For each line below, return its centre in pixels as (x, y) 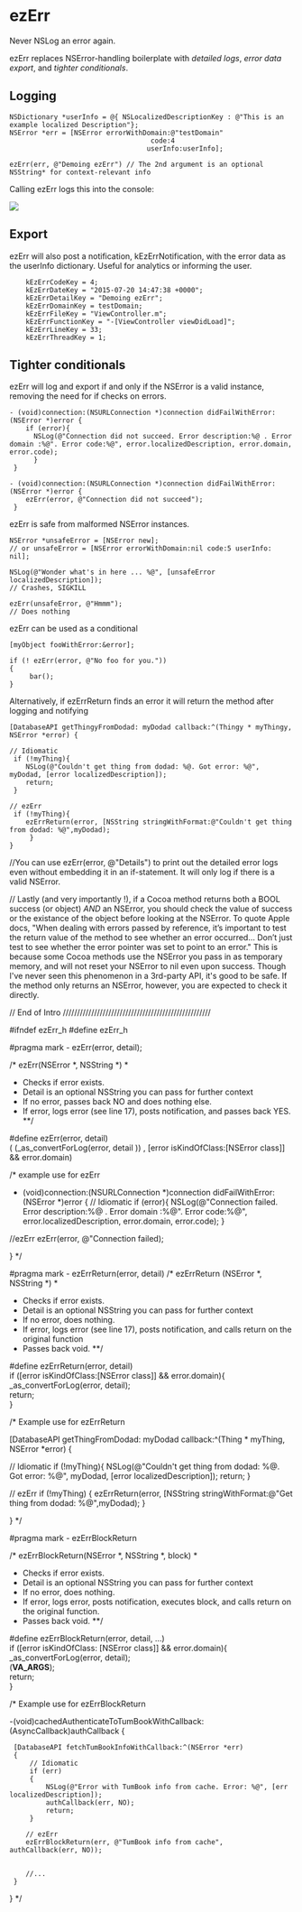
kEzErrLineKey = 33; (64, 329)
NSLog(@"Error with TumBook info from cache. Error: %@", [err (167, 1787)
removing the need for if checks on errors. (88, 396)
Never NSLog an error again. (63, 41)
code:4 (163, 141)
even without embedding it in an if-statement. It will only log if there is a (142, 873)
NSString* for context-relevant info (80, 172)
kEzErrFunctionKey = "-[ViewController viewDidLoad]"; (131, 321)
